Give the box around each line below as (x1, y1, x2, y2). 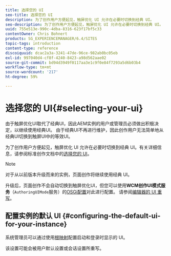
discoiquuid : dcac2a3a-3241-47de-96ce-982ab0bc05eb (5, 50, 118, 55)
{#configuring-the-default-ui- (62, 211, 161, 221)
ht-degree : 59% (5, 74, 38, 80)
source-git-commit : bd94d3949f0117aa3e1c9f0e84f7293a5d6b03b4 (5, 60, 141, 65)
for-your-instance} (5, 220, 68, 229)
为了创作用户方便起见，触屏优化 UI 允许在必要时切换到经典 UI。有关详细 (5, 144, 158, 150)
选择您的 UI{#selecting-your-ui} (5, 103, 143, 114)
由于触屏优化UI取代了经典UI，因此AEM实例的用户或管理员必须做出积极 (5, 120, 155, 126)
